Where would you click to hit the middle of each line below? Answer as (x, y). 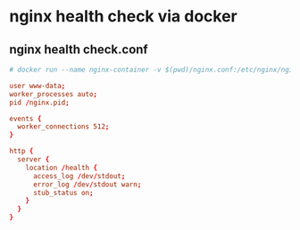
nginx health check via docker (124, 16)
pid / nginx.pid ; (39, 103)
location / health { (62, 168)
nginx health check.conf (79, 49)
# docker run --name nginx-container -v (86, 70)
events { (25, 119)
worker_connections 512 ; (63, 127)
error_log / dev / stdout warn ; (87, 185)
